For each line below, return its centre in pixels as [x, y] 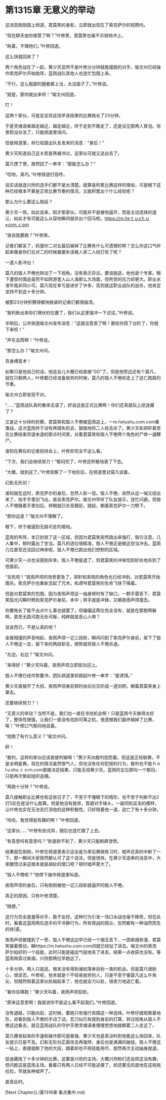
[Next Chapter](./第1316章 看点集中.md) [45, 1092]
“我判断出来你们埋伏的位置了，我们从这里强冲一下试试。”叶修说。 [71, 313]
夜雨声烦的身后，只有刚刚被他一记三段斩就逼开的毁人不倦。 [66, 885]
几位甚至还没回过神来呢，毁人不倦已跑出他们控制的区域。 [63, 549]
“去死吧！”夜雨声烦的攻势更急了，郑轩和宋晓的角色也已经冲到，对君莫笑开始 [83, 577]
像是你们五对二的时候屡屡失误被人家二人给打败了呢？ [68, 252]
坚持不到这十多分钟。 [27, 291]
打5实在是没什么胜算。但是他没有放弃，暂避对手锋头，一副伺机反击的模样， [82, 803]
